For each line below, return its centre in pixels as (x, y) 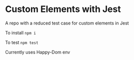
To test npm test (22, 42)
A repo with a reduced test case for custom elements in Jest (67, 23)
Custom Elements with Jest (63, 9)
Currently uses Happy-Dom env (38, 52)
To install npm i (21, 32)
